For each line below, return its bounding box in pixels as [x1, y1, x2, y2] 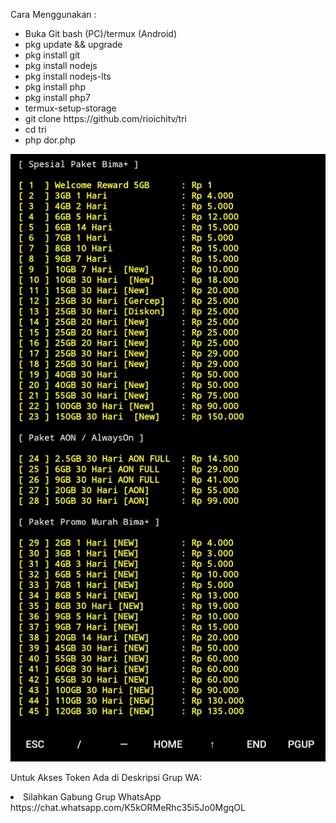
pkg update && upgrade [24, 39, 123, 50]
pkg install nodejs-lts [24, 70, 112, 82]
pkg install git [24, 49, 81, 61]
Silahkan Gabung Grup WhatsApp [23, 790, 162, 803]
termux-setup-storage [24, 102, 117, 114]
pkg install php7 [24, 92, 91, 103]
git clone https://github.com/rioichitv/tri [24, 113, 187, 124]
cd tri [24, 124, 47, 135]
